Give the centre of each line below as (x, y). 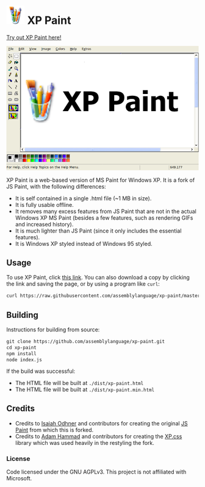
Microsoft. (19, 478)
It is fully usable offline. (45, 204)
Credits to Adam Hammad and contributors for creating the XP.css (99, 436)
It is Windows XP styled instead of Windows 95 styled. (84, 243)
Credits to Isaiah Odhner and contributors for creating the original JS (101, 423)
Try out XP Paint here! (34, 37)
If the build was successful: (41, 371)
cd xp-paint (21, 348)
